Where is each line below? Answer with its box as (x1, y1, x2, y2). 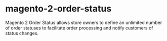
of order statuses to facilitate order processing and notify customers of (5, 24, 153, 30)
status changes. (5, 30, 39, 36)
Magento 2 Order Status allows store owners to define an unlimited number (5, 19, 162, 25)
